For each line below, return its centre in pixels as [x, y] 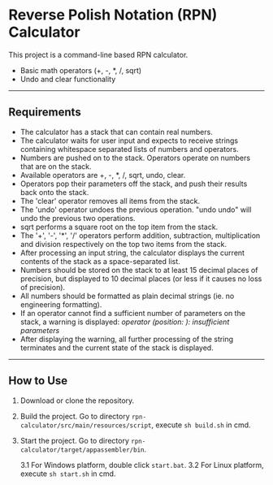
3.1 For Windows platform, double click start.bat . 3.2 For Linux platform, [142, 465]
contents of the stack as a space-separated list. [100, 261]
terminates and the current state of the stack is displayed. [117, 348]
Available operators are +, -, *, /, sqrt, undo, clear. [103, 175]
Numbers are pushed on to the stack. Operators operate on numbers [135, 158]
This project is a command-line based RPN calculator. [98, 54]
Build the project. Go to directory [75, 416]
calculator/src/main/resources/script [86, 425]
